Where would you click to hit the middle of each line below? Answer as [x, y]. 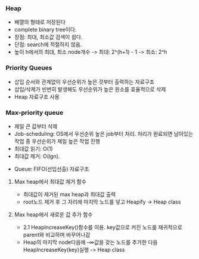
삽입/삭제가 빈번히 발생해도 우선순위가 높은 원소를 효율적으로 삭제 [90, 89]
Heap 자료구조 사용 [37, 96]
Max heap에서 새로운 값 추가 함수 [53, 214]
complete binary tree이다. [45, 30]
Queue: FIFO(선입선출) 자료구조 [52, 169]
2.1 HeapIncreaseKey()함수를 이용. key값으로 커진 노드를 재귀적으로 [103, 227]
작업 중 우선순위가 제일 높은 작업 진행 [57, 141]
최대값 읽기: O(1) [33, 148]
